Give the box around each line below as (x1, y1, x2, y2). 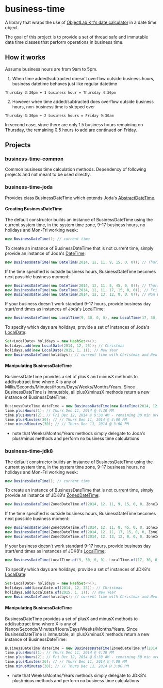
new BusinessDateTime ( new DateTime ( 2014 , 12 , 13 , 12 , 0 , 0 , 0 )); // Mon (5, 292, 155, 297)
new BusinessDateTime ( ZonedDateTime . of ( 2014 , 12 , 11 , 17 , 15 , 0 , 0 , (5, 530, 147, 535)
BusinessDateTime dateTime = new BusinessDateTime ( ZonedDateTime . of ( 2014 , (5, 646, 160, 651)
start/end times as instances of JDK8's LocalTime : (5, 548, 106, 554)
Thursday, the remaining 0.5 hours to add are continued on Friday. (5, 127, 137, 133)
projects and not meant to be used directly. (5, 171, 91, 178)
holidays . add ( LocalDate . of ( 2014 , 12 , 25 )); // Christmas (5, 585, 123, 590)
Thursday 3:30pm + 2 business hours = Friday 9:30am (5, 113, 114, 118)
